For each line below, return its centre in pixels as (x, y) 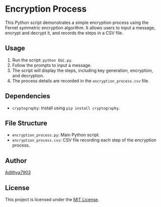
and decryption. (28, 75)
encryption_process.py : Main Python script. (56, 135)
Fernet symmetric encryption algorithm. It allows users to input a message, (80, 27)
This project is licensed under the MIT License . (52, 199)
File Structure (26, 123)
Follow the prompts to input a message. (52, 65)
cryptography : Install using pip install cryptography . (66, 108)
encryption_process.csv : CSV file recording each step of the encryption (84, 140)
